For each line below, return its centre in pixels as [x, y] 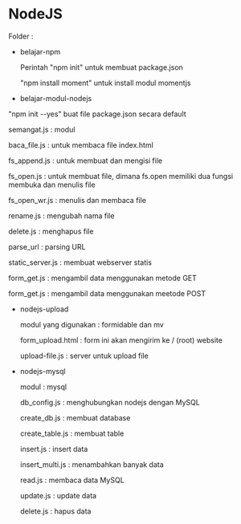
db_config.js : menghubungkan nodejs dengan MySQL [110, 402]
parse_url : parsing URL [47, 246]
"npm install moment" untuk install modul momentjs [105, 83]
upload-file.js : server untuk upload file [84, 355]
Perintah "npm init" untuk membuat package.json [101, 67]
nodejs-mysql [43, 371]
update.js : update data [58, 495]
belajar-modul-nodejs [56, 98]
